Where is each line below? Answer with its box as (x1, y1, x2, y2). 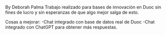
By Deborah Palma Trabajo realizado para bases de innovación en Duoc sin (5, 4, 161, 10)
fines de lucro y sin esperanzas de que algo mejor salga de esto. (5, 9, 139, 15)
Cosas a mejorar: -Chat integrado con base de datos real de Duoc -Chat (5, 19, 155, 25)
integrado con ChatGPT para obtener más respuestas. (5, 24, 118, 30)
